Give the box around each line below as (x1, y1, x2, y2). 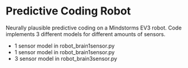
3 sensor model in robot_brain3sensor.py (14, 55, 118, 62)
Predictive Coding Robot (5, 4, 131, 18)
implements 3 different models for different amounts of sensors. (5, 30, 166, 37)
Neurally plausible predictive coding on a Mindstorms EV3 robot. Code (5, 24, 182, 31)
